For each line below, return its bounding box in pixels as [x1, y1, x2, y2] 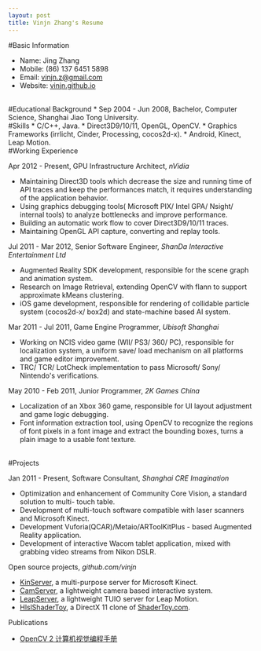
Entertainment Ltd [8, 250, 67, 259]
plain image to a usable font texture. [19, 434, 136, 444]
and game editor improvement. [19, 354, 119, 364]
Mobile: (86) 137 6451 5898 [19, 64, 108, 73]
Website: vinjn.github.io [19, 80, 96, 90]
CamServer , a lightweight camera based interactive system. [19, 586, 214, 595]
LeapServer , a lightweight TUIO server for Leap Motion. [19, 594, 200, 603]
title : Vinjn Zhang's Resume [8, 19, 104, 27]
